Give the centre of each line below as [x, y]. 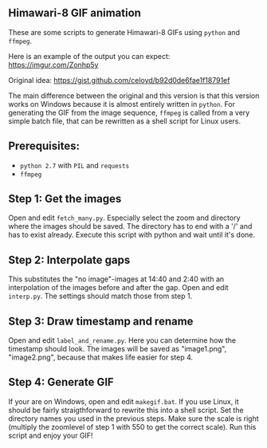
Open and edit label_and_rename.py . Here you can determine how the [122, 340]
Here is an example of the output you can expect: [89, 56]
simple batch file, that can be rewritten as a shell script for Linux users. [125, 121]
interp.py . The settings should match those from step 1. [100, 296]
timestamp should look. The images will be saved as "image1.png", [118, 349]
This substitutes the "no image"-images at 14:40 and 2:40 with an [116, 279]
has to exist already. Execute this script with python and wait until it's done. [132, 235]
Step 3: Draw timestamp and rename [101, 321]
